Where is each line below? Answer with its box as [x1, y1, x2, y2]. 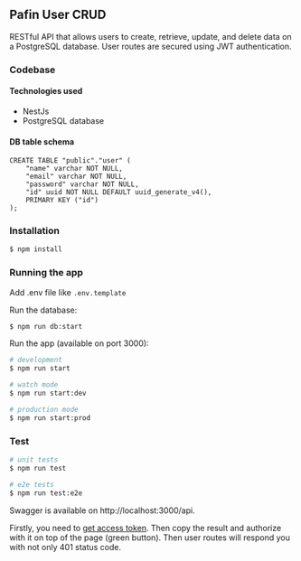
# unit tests [9, 455, 59, 464]
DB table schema [9, 136, 75, 147]
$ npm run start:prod [9, 413, 91, 423]
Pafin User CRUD [9, 7, 107, 23]
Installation [9, 225, 61, 238]
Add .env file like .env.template [9, 286, 127, 297]
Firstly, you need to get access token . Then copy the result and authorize [9, 522, 282, 533]
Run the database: [9, 304, 78, 315]
